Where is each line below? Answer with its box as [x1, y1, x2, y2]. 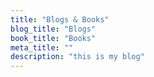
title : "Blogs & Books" [10, 14, 110, 25]
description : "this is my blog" [10, 52, 145, 62]
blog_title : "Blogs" [10, 24, 97, 34]
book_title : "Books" [10, 33, 97, 43]
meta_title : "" [10, 42, 74, 53]
